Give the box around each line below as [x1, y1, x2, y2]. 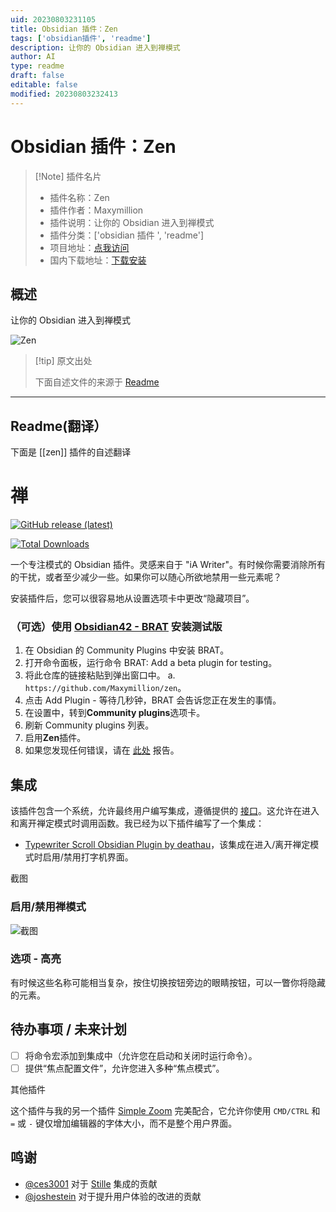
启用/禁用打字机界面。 [42, 851, 134, 863]
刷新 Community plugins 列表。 [24, 719, 155, 731]
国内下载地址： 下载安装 [49, 254, 147, 266]
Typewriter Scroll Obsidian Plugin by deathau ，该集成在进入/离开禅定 [24, 839, 311, 851]
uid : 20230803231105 [10, 14, 97, 25]
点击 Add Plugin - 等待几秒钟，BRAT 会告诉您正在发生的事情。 [24, 694, 282, 706]
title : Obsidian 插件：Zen [10, 24, 118, 34]
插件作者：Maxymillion [49, 204, 144, 216]
